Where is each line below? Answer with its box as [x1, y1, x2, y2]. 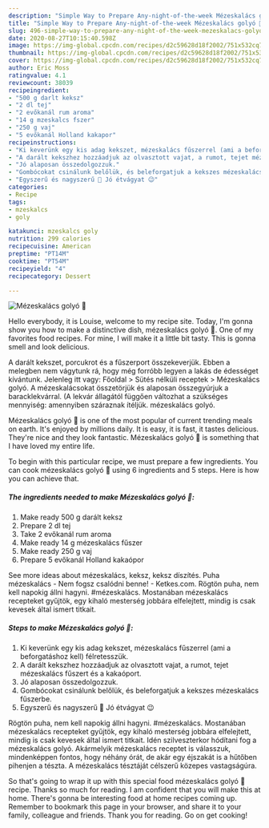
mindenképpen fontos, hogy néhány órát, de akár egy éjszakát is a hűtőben [8, 753, 258, 762]
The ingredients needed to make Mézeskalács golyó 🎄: [8, 492, 195, 502]
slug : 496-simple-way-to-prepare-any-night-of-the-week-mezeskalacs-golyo [8, 26, 263, 34]
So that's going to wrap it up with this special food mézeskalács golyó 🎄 [8, 777, 246, 786]
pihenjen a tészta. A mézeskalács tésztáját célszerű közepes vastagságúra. [8, 761, 258, 770]
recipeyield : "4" [8, 265, 66, 273]
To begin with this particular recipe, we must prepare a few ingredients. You [8, 457, 259, 467]
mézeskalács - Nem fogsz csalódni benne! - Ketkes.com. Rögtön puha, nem [8, 579, 259, 589]
